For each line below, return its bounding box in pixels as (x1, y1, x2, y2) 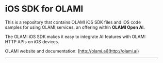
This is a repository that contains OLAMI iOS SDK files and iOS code (5, 19, 141, 25)
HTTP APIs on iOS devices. (5, 38, 59, 44)
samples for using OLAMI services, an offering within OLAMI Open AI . (5, 24, 145, 30)
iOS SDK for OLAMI (5, 3, 83, 14)
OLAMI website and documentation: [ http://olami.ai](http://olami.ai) (5, 48, 139, 54)
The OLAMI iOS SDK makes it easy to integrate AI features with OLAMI (5, 34, 146, 39)
